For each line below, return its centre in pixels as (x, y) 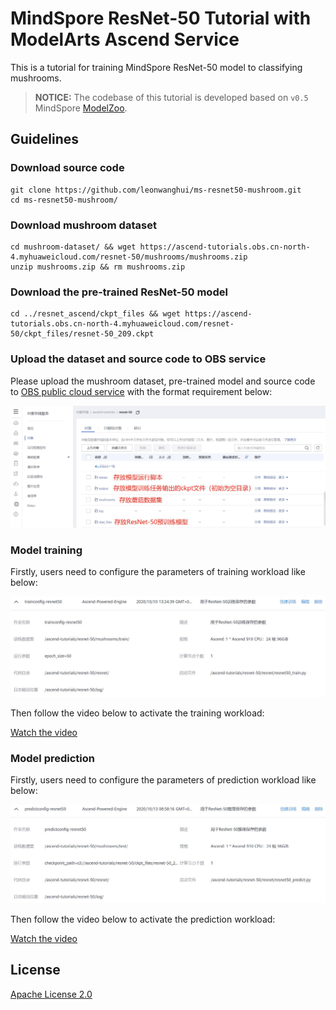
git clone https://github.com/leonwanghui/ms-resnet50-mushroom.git (156, 190)
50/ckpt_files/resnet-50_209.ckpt (82, 334)
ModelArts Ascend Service (125, 39)
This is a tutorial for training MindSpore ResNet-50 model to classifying (156, 67)
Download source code (67, 168)
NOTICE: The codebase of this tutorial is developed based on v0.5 (171, 97)
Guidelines (44, 139)
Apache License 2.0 (51, 994)
